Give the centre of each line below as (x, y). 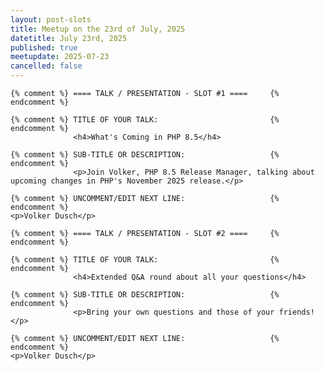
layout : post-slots (51, 19)
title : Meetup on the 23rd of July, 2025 (98, 29)
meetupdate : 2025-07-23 (60, 57)
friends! (296, 312)
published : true (44, 47)
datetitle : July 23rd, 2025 (69, 38)
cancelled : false (46, 66)
